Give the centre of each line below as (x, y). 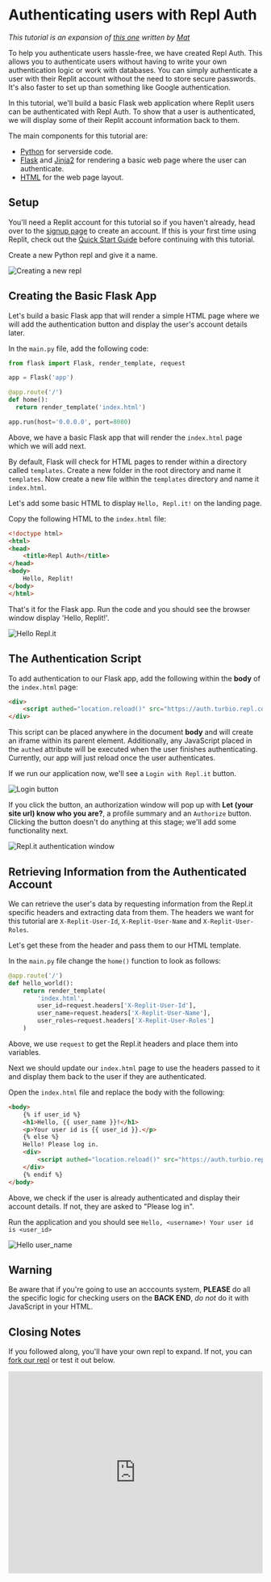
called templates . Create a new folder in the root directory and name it (125, 470)
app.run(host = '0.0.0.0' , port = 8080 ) (70, 422)
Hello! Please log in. (61, 1145)
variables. (25, 1052)
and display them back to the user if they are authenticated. (108, 1076)
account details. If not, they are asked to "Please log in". (102, 1206)
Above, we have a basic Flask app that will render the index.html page (125, 437)
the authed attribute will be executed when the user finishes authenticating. (133, 749)
